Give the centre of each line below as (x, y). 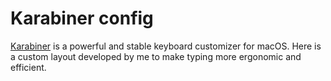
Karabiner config (82, 18)
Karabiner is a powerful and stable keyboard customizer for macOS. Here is (166, 46)
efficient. (28, 67)
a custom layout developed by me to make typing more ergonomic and (156, 56)
